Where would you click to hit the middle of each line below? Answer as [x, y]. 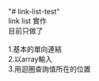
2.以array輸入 [30, 59]
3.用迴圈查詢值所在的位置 [49, 69]
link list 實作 [28, 21]
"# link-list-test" [34, 12]
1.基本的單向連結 [35, 49]
